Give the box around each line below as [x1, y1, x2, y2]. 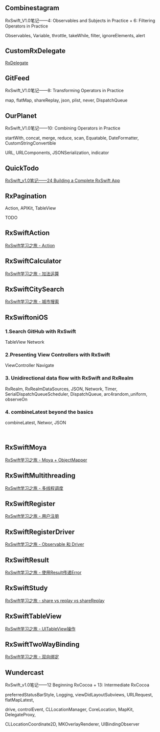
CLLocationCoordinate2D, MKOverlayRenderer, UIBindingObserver [5, 721, 140, 727]
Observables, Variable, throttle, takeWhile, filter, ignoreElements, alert [5, 32, 145, 38]
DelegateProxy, [5, 712, 36, 718]
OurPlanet [5, 111, 37, 120]
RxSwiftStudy [5, 584, 48, 592]
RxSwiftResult [5, 556, 49, 564]
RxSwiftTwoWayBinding [5, 640, 80, 649]
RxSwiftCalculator [5, 257, 62, 265]
